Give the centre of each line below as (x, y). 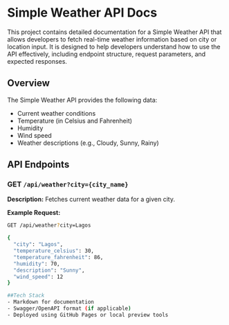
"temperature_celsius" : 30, (54, 251)
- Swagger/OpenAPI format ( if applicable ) (69, 309)
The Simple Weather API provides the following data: (82, 100)
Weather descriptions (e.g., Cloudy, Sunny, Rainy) (88, 143)
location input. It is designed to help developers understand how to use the (114, 46)
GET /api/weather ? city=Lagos (49, 226)
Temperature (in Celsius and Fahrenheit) (75, 121)
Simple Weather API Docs (82, 13)
